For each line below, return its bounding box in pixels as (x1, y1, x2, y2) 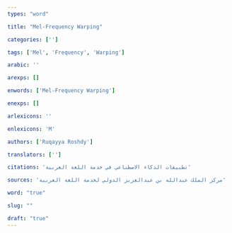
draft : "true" (7, 215, 50, 222)
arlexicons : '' (7, 113, 52, 120)
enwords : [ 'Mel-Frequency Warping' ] (7, 87, 115, 94)
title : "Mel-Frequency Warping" (7, 23, 103, 30)
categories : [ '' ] (7, 36, 59, 43)
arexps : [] (7, 74, 40, 81)
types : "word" (7, 10, 50, 18)
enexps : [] (7, 100, 40, 107)
